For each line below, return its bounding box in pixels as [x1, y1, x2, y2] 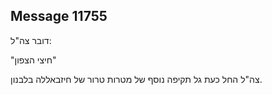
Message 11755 [10, 8, 108, 25]
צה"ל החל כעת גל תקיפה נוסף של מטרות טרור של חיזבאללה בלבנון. [10, 73, 263, 85]
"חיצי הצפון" [10, 54, 57, 66]
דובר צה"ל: [10, 34, 52, 46]
